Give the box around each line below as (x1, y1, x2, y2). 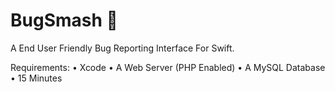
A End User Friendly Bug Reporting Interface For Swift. (10, 42, 235, 54)
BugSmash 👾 (10, 9, 118, 32)
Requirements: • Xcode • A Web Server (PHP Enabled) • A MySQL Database (10, 61, 326, 73)
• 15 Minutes (10, 72, 63, 84)
